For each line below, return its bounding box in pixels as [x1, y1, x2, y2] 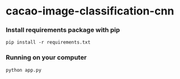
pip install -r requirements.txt [5, 39, 91, 46]
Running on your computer [5, 53, 87, 62]
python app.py [5, 67, 42, 73]
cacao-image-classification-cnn [5, 4, 175, 18]
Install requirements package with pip [5, 26, 120, 34]
